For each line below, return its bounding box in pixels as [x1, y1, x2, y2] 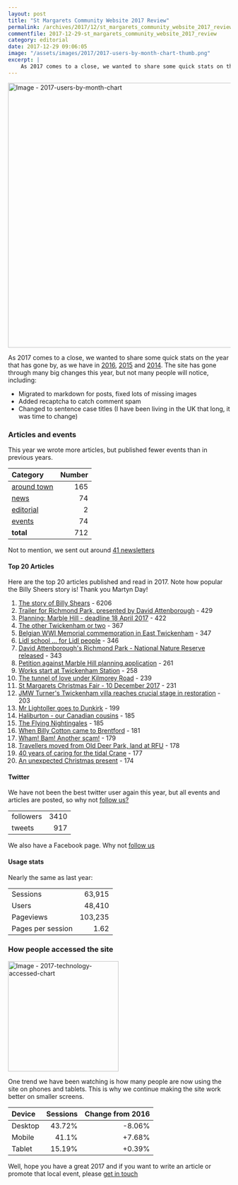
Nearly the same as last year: [8, 873, 93, 881]
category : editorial [8, 37, 69, 44]
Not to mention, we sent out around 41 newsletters [8, 545, 155, 554]
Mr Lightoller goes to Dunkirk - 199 [18, 704, 120, 713]
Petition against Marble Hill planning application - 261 [18, 659, 174, 667]
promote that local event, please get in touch [8, 1169, 138, 1178]
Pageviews [11, 912, 48, 922]
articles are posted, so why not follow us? [8, 796, 129, 804]
